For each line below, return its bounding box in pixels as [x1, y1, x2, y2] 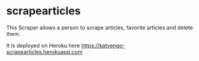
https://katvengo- [81, 42, 125, 49]
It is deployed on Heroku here [6, 42, 80, 49]
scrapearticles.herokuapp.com [6, 48, 83, 55]
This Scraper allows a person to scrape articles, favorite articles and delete [6, 24, 194, 31]
